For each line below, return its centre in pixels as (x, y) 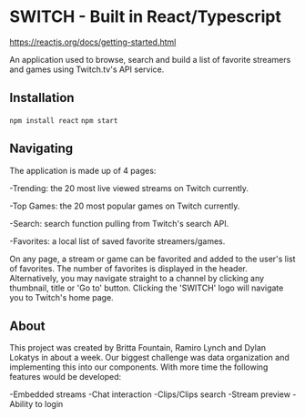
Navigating (41, 149)
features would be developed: (66, 377)
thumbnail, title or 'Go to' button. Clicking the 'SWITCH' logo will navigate (147, 288)
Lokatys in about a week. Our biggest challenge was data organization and (149, 358)
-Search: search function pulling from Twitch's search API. (119, 223)
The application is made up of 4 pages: (83, 170)
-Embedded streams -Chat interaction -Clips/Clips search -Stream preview (150, 394)
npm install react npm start (64, 120)
